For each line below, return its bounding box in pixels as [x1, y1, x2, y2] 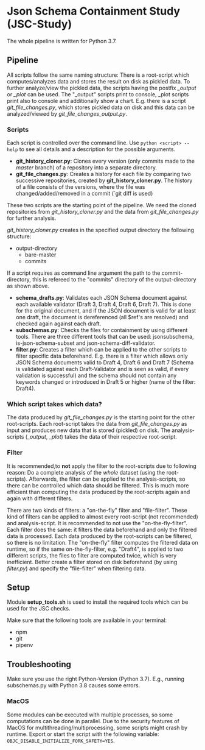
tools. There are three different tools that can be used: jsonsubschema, [15, 333, 194, 341]
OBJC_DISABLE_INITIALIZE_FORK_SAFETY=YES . [7, 737, 115, 744]
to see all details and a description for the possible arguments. [19, 146, 176, 153]
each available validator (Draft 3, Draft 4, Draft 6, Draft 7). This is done [15, 300, 192, 308]
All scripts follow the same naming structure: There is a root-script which [7, 71, 190, 79]
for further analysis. [7, 214, 57, 222]
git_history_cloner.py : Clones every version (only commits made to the [15, 157, 195, 165]
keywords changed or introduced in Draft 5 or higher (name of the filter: [15, 378, 196, 386]
